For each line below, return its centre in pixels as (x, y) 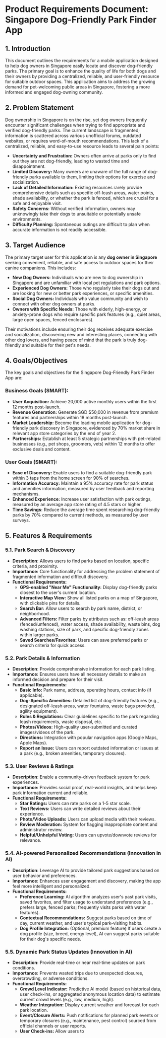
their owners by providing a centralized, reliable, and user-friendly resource (82, 76)
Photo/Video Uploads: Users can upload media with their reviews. (88, 819)
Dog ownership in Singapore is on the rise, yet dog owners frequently (76, 120)
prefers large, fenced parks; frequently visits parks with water (83, 907)
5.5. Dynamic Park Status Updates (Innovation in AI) (69, 952)
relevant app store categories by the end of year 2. (64, 433)
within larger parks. (39, 635)
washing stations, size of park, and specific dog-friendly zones (84, 629)
